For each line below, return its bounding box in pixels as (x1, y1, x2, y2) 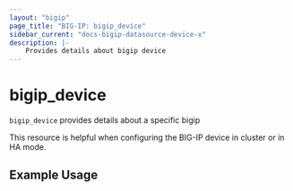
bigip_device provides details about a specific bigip (9, 115, 201, 126)
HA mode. (9, 142, 47, 152)
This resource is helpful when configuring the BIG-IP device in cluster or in (9, 132, 285, 143)
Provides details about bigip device (25, 47, 167, 56)
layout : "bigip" (9, 13, 70, 22)
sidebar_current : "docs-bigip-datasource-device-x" (9, 30, 206, 39)
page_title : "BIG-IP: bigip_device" (9, 22, 146, 30)
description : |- (9, 38, 70, 48)
